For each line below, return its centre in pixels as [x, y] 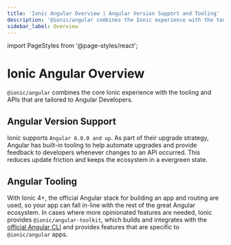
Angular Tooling [42, 182]
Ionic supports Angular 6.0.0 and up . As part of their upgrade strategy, [108, 138]
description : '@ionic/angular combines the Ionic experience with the [110, 20]
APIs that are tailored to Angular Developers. [70, 100]
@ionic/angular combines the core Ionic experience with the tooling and [109, 93]
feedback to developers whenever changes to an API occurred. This [104, 152]
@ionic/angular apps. [37, 234]
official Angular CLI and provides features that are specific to [93, 226]
